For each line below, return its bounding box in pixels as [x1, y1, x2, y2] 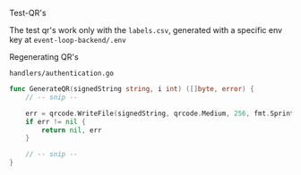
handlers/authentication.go [9, 69, 115, 78]
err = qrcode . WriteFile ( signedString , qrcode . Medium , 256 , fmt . [25, 109, 271, 118]
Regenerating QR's [9, 52, 79, 62]
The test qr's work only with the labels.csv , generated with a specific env [9, 25, 283, 35]
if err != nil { [25, 117, 87, 126]
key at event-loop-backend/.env [9, 35, 127, 45]
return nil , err [41, 125, 102, 135]
